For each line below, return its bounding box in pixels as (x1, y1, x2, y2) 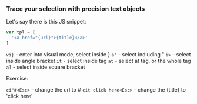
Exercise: (6, 75, 28, 82)
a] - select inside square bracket (6, 63, 85, 71)
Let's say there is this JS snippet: (6, 18, 86, 25)
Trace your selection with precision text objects (6, 5, 145, 13)
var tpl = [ (6, 29, 35, 35)
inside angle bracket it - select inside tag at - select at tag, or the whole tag (6, 57, 191, 64)
